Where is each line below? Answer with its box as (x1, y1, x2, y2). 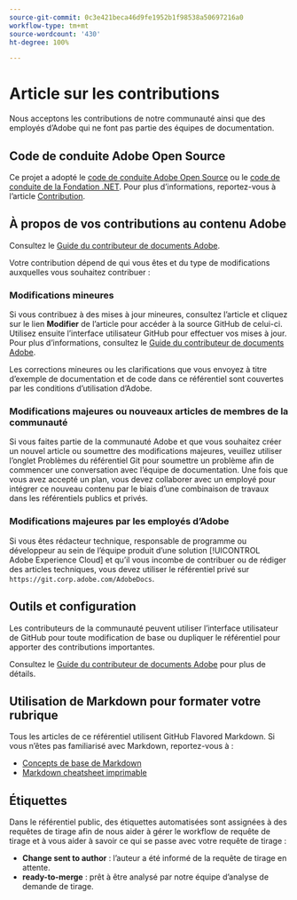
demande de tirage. (21, 881, 95, 892)
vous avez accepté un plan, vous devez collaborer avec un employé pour (9, 474, 277, 485)
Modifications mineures (9, 289, 114, 301)
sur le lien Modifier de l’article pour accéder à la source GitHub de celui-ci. (9, 319, 283, 330)
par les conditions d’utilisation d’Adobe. (9, 383, 152, 394)
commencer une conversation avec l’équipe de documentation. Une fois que (9, 465, 288, 475)
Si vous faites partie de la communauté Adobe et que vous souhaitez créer (9, 436, 282, 447)
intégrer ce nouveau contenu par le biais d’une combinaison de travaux (9, 483, 270, 494)
